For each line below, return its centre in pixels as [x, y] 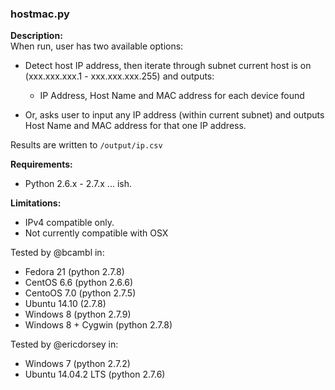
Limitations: [36, 203]
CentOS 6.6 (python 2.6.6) [79, 283]
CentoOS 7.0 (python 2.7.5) [80, 293]
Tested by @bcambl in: [57, 253]
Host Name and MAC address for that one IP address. [135, 126]
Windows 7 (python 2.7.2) [77, 364]
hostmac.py [40, 14]
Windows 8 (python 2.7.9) [78, 314]
